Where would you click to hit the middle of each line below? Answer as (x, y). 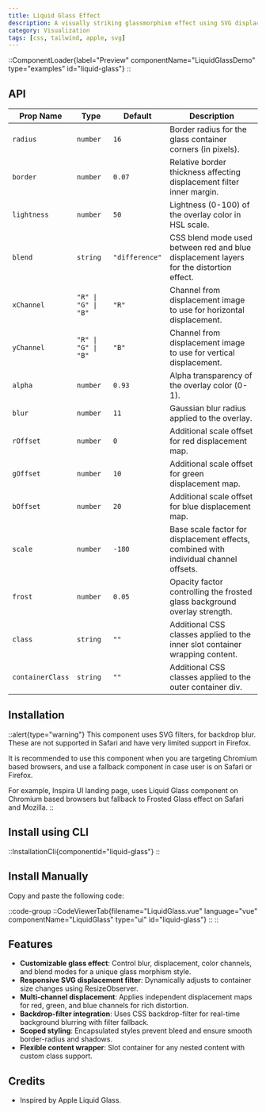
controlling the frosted (211, 592)
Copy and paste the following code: (66, 895)
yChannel (28, 348)
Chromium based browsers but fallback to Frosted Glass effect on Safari (126, 799)
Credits (27, 1081)
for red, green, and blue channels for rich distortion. (104, 1006)
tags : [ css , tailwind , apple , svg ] (67, 38)
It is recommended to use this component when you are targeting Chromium (133, 758)
